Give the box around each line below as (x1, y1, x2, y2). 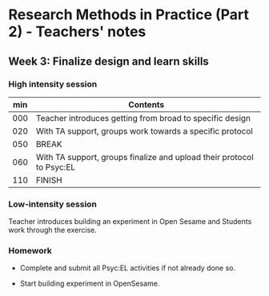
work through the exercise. (8, 226, 98, 235)
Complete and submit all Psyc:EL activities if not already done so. (19, 263, 236, 273)
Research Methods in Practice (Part (8, 6, 250, 24)
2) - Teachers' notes (8, 22, 147, 41)
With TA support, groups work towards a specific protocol (35, 126, 254, 137)
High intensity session (8, 78, 98, 90)
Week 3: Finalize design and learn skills (8, 54, 210, 68)
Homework (8, 246, 52, 257)
